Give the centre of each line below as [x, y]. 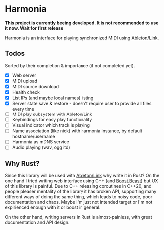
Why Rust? [22, 164]
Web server [24, 75]
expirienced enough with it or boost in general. [53, 207]
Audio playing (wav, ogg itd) [41, 147]
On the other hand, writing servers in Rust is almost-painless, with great [79, 217]
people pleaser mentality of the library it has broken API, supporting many [81, 191]
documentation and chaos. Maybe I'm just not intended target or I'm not [79, 202]
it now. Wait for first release [34, 28]
